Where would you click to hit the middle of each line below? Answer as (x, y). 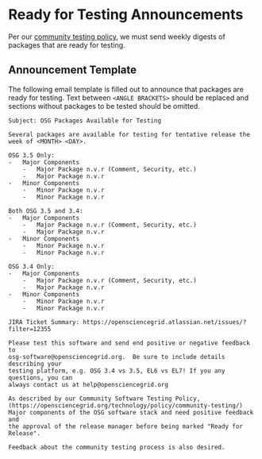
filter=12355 (30, 329)
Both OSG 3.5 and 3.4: (46, 211)
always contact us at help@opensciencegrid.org (89, 384)
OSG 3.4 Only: (32, 266)
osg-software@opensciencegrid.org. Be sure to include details (117, 357)
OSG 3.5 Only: (32, 155)
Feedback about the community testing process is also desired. (117, 447)
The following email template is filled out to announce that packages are (126, 89)
